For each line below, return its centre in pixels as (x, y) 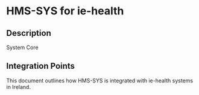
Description (29, 33)
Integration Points (41, 66)
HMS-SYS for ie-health (65, 11)
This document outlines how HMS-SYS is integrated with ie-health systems (100, 80)
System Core (22, 47)
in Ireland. (19, 87)
